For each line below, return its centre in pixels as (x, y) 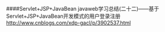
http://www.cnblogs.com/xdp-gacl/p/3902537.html (69, 23)
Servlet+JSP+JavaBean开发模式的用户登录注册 (63, 16)
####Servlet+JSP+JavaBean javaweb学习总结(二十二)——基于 (83, 9)
